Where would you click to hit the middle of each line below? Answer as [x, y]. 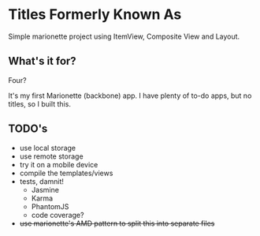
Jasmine [45, 189]
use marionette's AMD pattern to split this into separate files [117, 223]
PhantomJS [50, 206]
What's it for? [42, 61]
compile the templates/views [66, 173]
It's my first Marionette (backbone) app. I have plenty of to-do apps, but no [130, 96]
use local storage [48, 148]
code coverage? [58, 215]
